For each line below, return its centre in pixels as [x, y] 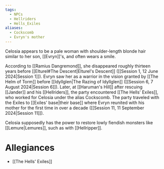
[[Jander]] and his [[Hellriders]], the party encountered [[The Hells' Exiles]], [82, 92]
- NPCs [16, 14]
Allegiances [30, 148]
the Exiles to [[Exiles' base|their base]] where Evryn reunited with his [75, 102]
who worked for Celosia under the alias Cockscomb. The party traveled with [82, 97]
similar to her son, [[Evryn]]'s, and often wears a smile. [61, 56]
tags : [11, 10]
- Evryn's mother [27, 37]
